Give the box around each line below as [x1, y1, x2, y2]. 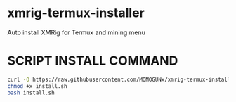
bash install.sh [7, 89, 55, 96]
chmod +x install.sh [7, 82, 68, 89]
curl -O [7, 76, 30, 83]
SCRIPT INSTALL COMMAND [7, 53, 178, 69]
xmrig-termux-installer [7, 5, 145, 21]
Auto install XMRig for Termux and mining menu [7, 28, 145, 37]
